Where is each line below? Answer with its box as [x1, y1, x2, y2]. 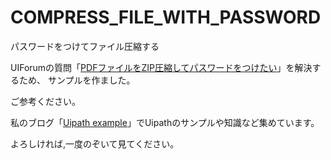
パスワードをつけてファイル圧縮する [10, 40, 160, 52]
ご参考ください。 [10, 95, 81, 107]
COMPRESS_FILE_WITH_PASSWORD [10, 6, 322, 29]
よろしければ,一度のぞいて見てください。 [10, 137, 180, 150]
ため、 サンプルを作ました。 [18, 74, 136, 86]
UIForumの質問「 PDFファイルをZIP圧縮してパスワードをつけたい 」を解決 [10, 61, 313, 73]
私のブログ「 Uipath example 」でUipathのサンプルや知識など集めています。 [10, 116, 320, 128]
